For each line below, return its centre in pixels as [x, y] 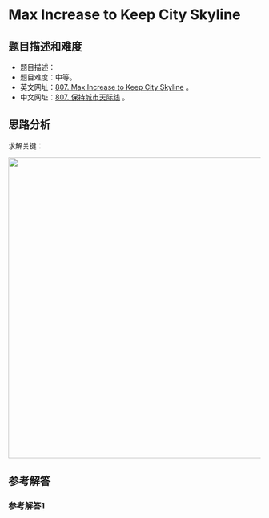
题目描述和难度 [45, 46]
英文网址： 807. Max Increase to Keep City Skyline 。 [106, 87]
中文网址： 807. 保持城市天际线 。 [74, 97]
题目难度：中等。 [48, 77]
